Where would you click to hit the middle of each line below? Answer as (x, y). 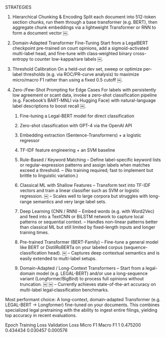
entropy (20, 59)
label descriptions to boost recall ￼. (49, 106)
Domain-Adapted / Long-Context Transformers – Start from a (82, 268)
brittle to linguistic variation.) (49, 175)
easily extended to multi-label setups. (58, 258)
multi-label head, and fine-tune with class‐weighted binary (72, 53)
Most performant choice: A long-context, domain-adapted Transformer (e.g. (83, 299)
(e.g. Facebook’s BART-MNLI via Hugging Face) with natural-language (84, 100)
